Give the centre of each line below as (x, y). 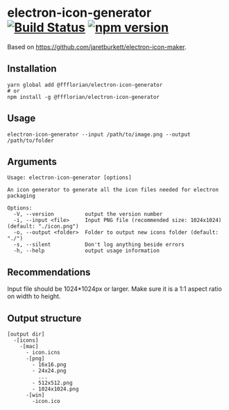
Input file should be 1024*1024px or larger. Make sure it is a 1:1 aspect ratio (114, 289)
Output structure (44, 318)
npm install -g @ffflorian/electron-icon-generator (83, 97)
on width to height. (34, 297)
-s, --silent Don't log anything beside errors (99, 245)
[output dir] (26, 334)
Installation (32, 69)
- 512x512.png (52, 383)
